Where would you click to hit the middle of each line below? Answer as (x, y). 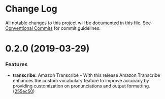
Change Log (31, 9)
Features (16, 65)
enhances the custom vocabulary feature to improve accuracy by (81, 81)
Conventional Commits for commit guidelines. (53, 28)
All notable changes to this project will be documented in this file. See (78, 23)
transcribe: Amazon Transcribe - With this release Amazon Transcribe (86, 75)
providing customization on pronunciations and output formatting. (81, 86)
